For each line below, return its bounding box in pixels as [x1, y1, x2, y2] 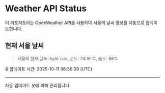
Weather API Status [5, 3, 87, 14]
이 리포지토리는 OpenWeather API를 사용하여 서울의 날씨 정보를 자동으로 [5, 20, 145, 25]
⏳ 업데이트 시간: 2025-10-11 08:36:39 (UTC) [5, 66, 92, 71]
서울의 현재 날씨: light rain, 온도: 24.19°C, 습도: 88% [17, 55, 118, 61]
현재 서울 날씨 [5, 42, 44, 50]
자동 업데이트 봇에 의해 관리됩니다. [5, 82, 71, 88]
